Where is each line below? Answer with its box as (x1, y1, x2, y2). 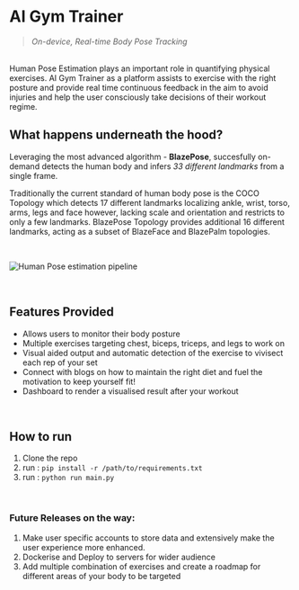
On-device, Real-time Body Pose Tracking (31, 36, 188, 47)
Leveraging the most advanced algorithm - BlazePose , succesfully (9, 151, 256, 162)
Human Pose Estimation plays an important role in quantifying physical (9, 63, 270, 74)
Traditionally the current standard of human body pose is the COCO (9, 187, 260, 199)
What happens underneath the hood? (9, 128, 224, 143)
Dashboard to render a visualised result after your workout (22, 385, 240, 397)
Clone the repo (22, 452, 78, 464)
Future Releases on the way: (9, 512, 136, 524)
